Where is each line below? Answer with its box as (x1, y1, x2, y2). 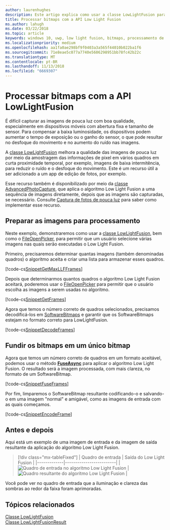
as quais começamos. (5, 401, 51, 407)
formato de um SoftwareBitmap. (5, 371, 72, 377)
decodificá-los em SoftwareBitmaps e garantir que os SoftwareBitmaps (5, 311, 154, 317)
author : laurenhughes (5, 7, 51, 13)
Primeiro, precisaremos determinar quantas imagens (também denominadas (5, 251, 164, 257)
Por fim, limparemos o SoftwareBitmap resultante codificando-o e (5, 390, 143, 396)
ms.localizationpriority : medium (5, 40, 76, 46)
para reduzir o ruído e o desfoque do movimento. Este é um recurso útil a (5, 165, 158, 171)
